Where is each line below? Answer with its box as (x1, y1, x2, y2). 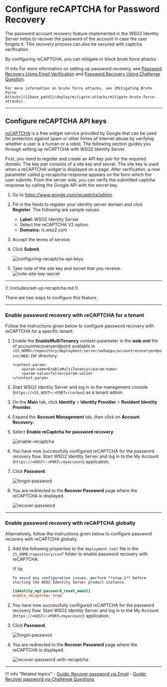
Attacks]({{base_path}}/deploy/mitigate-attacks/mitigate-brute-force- (5, 94, 157, 99)
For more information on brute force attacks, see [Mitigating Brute (5, 86, 153, 90)
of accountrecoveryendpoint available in (12, 343, 95, 349)
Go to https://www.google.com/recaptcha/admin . (12, 191, 113, 197)
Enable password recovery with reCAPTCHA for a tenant (5, 312, 144, 319)
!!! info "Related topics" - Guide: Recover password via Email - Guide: (5, 671, 147, 677)
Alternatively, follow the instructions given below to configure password (5, 531, 152, 537)
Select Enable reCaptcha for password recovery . (12, 429, 115, 435)
